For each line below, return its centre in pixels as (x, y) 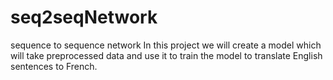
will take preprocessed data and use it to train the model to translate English (166, 55)
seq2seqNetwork (84, 17)
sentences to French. (54, 66)
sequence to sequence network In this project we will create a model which (166, 45)
